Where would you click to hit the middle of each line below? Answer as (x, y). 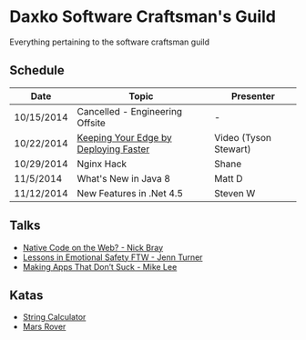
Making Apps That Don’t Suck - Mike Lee (100, 266)
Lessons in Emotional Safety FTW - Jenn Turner (112, 257)
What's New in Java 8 (124, 178)
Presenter (253, 95)
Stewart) (232, 149)
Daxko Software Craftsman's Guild (143, 17)
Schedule (37, 70)
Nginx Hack (102, 164)
